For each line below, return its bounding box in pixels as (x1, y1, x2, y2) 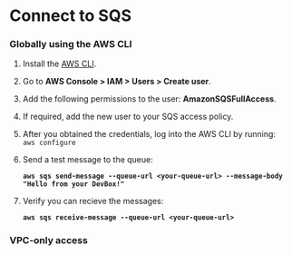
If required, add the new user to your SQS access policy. (22, 111, 234, 123)
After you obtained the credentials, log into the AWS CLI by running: (22, 129, 277, 140)
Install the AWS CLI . (22, 58, 97, 69)
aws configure (22, 138, 76, 148)
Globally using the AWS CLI (9, 38, 132, 51)
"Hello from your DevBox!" (22, 180, 125, 189)
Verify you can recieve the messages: (22, 196, 164, 207)
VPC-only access (9, 234, 88, 247)
